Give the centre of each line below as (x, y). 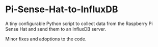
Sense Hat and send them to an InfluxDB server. (56, 29)
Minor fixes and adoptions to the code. (46, 39)
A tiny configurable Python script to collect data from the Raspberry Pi (79, 24)
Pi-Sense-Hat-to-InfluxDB (62, 9)
